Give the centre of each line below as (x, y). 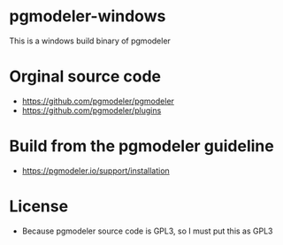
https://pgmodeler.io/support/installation (96, 171)
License (39, 206)
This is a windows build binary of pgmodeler (90, 41)
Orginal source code (85, 77)
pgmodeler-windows (88, 16)
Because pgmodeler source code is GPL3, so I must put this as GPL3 (147, 231)
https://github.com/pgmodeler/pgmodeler (98, 101)
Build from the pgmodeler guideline (141, 146)
